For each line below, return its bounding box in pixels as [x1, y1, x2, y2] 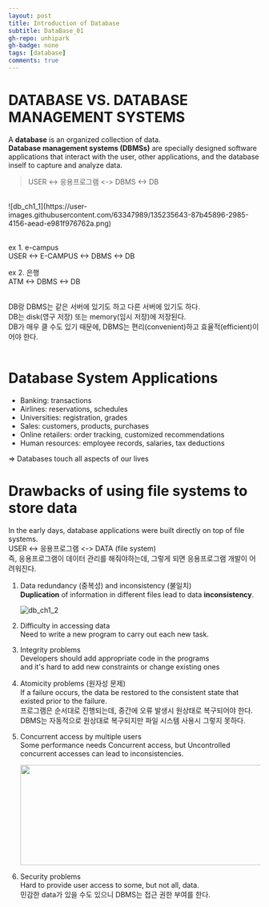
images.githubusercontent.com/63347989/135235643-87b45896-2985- [8, 209, 250, 219]
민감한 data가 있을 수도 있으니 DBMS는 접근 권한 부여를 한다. [19, 889, 211, 899]
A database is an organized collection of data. [8, 134, 162, 144]
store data [8, 498, 78, 517]
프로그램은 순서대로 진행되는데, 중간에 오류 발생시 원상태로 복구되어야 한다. [19, 706, 254, 715]
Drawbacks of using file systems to [8, 482, 248, 500]
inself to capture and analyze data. [8, 160, 122, 169]
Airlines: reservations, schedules [19, 404, 128, 413]
